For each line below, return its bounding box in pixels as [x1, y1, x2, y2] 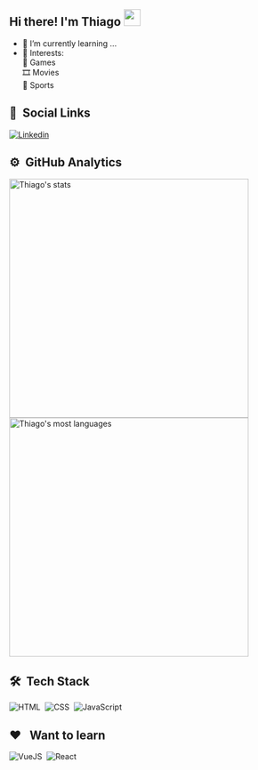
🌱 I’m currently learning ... [21, 37, 117, 49]
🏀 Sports [21, 79, 55, 90]
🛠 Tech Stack [9, 673, 91, 689]
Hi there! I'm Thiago [9, 14, 122, 29]
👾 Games [21, 57, 56, 68]
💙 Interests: [21, 47, 65, 58]
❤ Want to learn [9, 727, 106, 742]
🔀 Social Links [9, 106, 91, 121]
